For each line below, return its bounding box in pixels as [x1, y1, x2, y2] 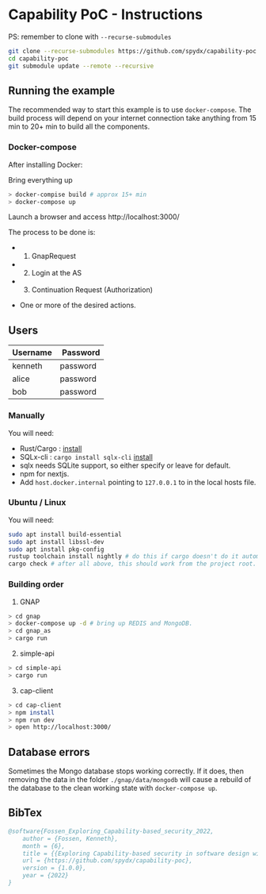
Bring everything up [8, 175, 73, 184]
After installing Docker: [8, 160, 83, 169]
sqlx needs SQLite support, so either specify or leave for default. [19, 460, 231, 470]
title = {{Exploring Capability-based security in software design [22, 850, 249, 857]
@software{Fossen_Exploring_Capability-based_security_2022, [8, 827, 215, 835]
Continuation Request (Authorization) [31, 285, 153, 295]
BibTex [8, 806, 42, 819]
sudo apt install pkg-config [8, 545, 104, 553]
